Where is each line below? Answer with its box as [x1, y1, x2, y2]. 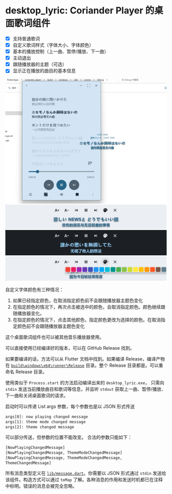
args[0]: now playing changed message [5, 414, 88, 420]
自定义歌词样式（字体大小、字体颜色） [12, 42, 94, 48]
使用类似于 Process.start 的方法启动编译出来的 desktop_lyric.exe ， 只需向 [5, 379, 165, 386]
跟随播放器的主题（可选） [12, 61, 67, 67]
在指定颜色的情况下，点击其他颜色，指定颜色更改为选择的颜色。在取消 [12, 317, 161, 323]
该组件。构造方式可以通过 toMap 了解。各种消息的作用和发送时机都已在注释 [5, 477, 163, 483]
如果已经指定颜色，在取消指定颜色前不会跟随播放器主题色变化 [12, 297, 143, 303]
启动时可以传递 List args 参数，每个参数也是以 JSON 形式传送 [5, 404, 135, 410]
